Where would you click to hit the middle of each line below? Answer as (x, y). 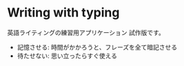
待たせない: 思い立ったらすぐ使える (67, 56)
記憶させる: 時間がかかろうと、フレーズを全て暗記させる (97, 47)
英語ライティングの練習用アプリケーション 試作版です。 (86, 32)
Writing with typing (63, 13)
